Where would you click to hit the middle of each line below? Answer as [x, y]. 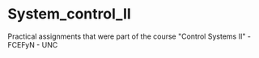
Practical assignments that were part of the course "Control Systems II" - [129, 36]
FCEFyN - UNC [33, 44]
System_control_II [69, 14]
